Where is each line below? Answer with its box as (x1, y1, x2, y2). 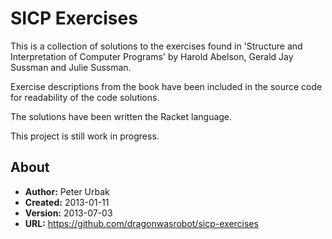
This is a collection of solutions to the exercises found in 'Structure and (10, 40, 303, 52)
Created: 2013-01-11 (24, 196, 110, 208)
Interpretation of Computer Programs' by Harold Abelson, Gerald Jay (10, 50, 294, 62)
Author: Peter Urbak (24, 185, 110, 197)
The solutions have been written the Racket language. (10, 110, 233, 122)
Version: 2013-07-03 (24, 207, 113, 219)
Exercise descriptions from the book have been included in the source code (10, 80, 323, 92)
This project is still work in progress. (10, 130, 160, 142)
